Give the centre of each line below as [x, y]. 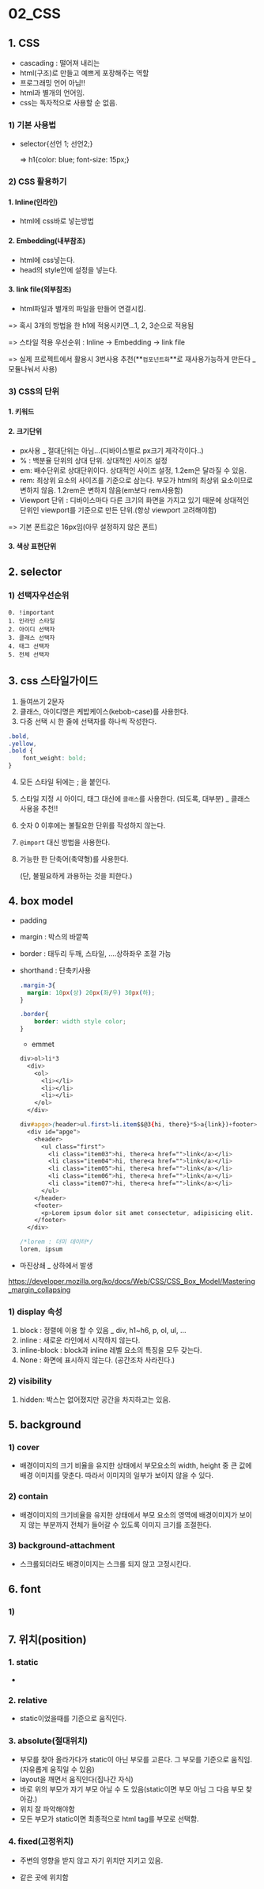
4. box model [41, 901]
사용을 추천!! [39, 809]
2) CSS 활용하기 [38, 181]
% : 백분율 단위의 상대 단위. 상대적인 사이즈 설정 [93, 460]
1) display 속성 [36, 1312]
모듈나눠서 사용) [33, 368]
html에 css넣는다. [47, 260]
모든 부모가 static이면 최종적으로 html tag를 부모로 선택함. [109, 1819]
